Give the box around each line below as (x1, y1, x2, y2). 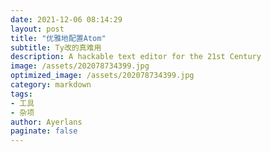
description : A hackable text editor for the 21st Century (10, 52, 262, 62)
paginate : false (10, 126, 78, 136)
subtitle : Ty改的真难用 (10, 42, 102, 53)
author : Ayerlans (10, 117, 83, 127)
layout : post (10, 24, 65, 34)
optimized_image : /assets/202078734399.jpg (10, 71, 195, 81)
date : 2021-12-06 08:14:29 (10, 14, 123, 25)
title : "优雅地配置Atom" (10, 33, 107, 43)
